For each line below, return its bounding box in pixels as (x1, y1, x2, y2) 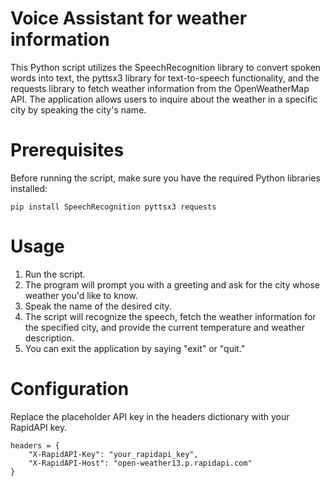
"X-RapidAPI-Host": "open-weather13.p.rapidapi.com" (28, 458, 253, 468)
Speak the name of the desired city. (24, 300, 172, 312)
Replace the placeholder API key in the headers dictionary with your (10, 410, 290, 422)
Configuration (10, 378, 130, 400)
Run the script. (24, 268, 86, 280)
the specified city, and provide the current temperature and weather (24, 321, 306, 333)
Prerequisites (10, 139, 125, 162)
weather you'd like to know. (24, 289, 138, 301)
